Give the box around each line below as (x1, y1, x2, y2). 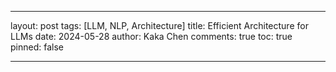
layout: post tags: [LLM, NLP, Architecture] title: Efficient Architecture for (10, 20, 309, 31)
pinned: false (10, 41, 64, 53)
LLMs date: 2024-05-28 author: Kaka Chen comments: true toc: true (10, 31, 293, 42)
